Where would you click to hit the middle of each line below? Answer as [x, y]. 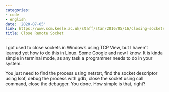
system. [13, 64]
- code [12, 15]
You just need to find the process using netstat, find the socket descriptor [81, 73]
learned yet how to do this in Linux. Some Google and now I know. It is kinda [84, 53]
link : [11, 29]
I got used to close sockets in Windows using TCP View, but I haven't [77, 48]
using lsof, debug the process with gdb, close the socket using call [74, 79]
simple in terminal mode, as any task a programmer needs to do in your [79, 58]
